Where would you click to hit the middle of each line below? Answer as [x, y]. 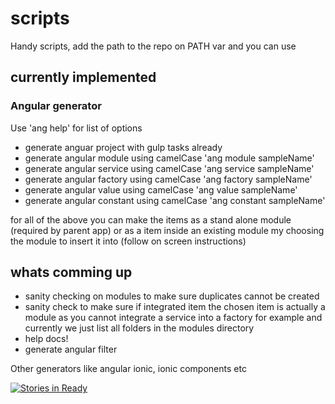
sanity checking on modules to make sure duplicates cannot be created [172, 296]
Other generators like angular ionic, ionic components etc [128, 369]
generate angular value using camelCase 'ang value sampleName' [161, 189]
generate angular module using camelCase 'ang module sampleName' [169, 158]
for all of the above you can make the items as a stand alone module [151, 219]
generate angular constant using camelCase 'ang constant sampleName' [175, 200]
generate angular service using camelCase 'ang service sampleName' [169, 168]
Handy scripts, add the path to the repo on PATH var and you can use [153, 46]
